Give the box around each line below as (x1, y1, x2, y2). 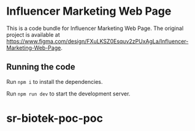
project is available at (6, 31, 60, 38)
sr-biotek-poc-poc (6, 111, 103, 125)
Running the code (6, 62, 75, 72)
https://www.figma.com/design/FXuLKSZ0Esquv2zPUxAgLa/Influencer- (6, 37, 189, 45)
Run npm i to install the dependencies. (6, 78, 103, 85)
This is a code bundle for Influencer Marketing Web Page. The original (6, 24, 184, 32)
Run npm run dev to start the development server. (6, 90, 131, 97)
